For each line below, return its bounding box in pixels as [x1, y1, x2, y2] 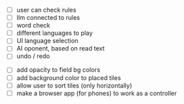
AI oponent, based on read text [16, 44, 105, 53]
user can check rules [16, 6, 76, 14]
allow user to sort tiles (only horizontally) [16, 81, 132, 90]
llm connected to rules [16, 14, 81, 22]
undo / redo [16, 52, 50, 60]
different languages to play [16, 29, 93, 37]
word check [16, 21, 51, 29]
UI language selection [16, 37, 79, 45]
